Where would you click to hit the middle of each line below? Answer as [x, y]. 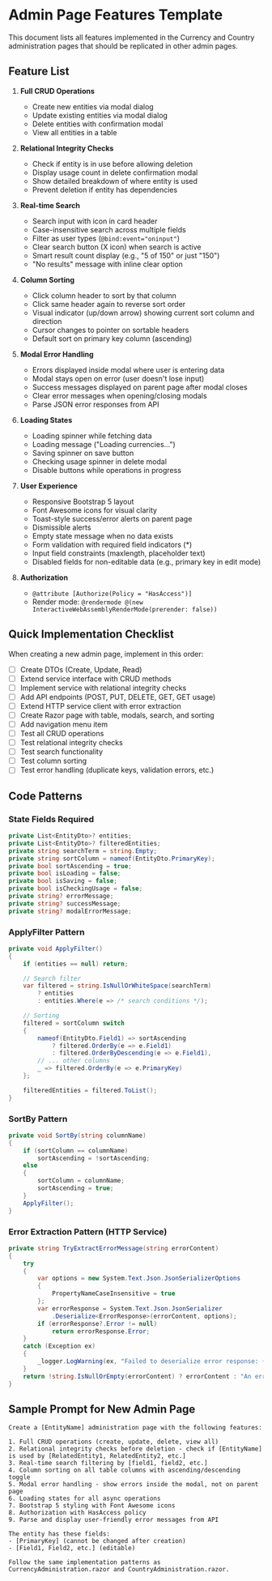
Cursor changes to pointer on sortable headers [110, 330]
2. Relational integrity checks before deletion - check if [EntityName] [136, 1449]
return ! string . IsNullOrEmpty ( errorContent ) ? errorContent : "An [137, 1376]
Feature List [39, 72]
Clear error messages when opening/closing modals [120, 395]
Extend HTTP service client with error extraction [101, 705]
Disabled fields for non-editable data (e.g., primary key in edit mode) [147, 561]
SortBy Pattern [38, 1119]
